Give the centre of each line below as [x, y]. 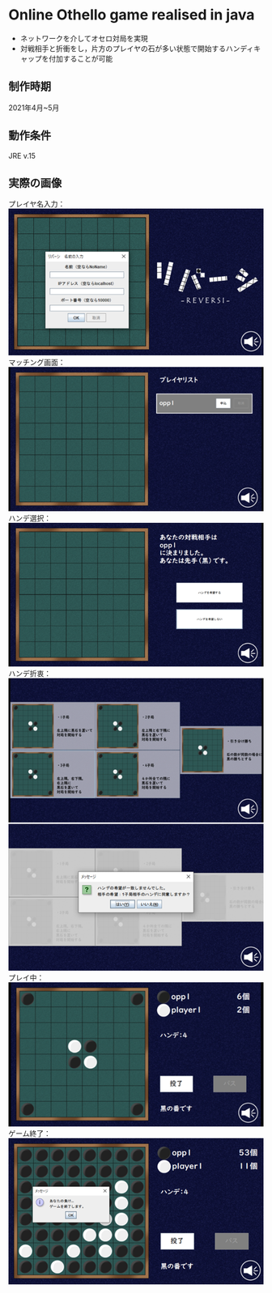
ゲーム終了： [30, 1133]
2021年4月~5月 [34, 108]
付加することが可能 [81, 58]
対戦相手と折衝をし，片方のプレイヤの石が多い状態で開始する [123, 48]
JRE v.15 [22, 155]
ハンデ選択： [30, 518]
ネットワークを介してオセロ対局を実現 [84, 38]
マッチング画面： [37, 362]
